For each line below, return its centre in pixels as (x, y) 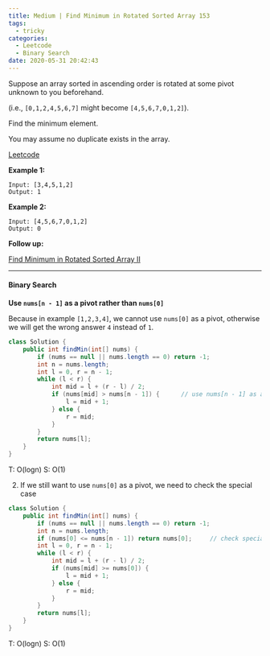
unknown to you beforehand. (56, 92)
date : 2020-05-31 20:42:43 (53, 61)
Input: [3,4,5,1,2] (41, 185)
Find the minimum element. (53, 123)
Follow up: (26, 243)
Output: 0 (25, 229)
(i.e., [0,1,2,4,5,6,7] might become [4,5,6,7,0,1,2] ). (99, 107)
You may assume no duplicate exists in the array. (89, 138)
